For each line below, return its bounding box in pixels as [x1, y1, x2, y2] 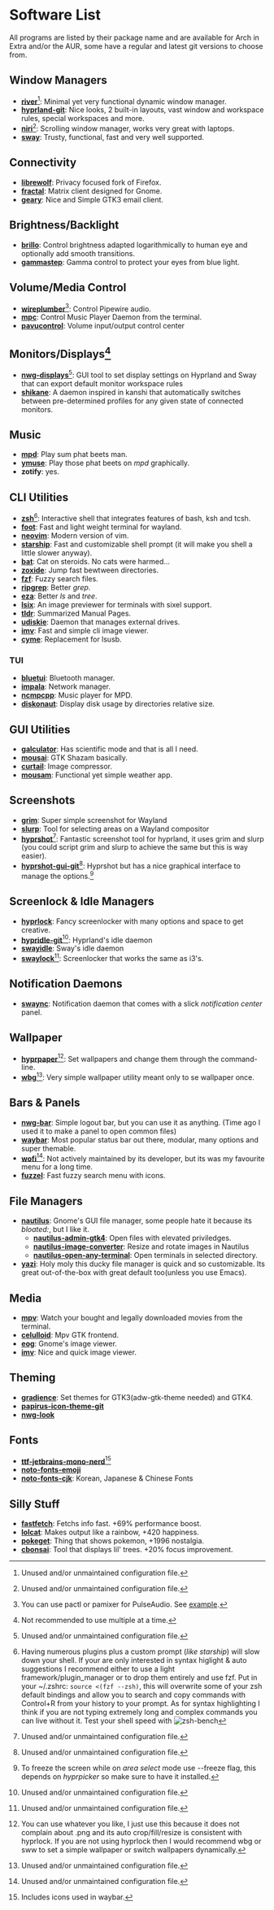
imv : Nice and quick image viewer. [20, 1347, 137, 1357]
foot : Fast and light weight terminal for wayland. [20, 522, 182, 532]
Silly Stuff [9, 1497, 60, 1511]
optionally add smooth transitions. [20, 248, 135, 258]
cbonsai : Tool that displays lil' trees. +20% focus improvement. [20, 1545, 234, 1555]
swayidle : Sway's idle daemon [20, 943, 124, 953]
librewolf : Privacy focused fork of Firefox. [20, 177, 162, 187]
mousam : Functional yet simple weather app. [20, 770, 173, 780]
